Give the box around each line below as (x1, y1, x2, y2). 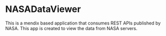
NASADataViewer (5, 3, 81, 15)
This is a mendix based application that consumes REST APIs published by (5, 20, 161, 26)
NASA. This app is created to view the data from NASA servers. (5, 25, 138, 31)
